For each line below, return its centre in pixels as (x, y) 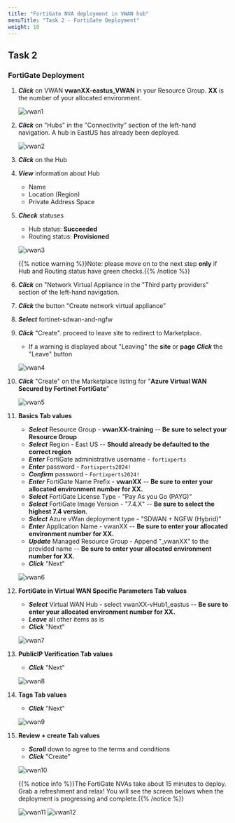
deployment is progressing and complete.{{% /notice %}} (101, 799)
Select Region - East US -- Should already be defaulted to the (119, 444)
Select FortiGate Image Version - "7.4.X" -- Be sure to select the (122, 504)
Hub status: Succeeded (63, 229)
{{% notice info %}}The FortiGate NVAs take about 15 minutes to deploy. (122, 784)
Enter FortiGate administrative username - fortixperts (107, 460)
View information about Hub (59, 173)
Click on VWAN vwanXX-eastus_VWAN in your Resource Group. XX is (121, 91)
